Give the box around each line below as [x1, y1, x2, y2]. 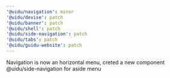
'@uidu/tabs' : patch [6, 37, 58, 43]
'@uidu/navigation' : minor [6, 8, 74, 15]
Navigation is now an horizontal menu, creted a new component [6, 58, 165, 66]
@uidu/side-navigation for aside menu [6, 65, 101, 72]
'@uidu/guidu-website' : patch [6, 43, 83, 49]
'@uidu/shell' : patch [6, 25, 61, 32]
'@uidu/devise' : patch [6, 14, 63, 20]
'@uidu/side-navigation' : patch [6, 31, 87, 37]
